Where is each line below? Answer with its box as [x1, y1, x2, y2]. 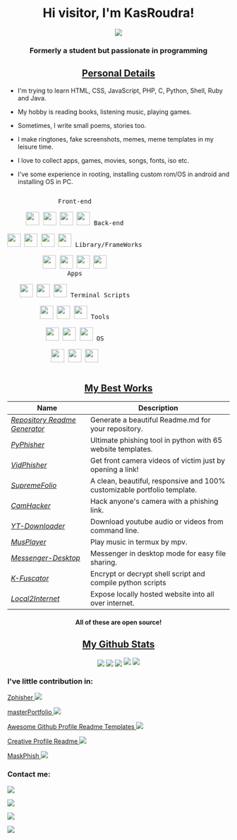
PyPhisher [11, 440, 44, 450]
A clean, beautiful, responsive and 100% [90, 476, 226, 486]
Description [138, 403, 178, 413]
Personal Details [82, 67, 155, 79]
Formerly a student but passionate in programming [29, 45, 208, 55]
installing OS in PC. [17, 177, 73, 185]
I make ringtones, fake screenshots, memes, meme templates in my [17, 134, 214, 143]
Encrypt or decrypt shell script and [90, 569, 206, 579]
